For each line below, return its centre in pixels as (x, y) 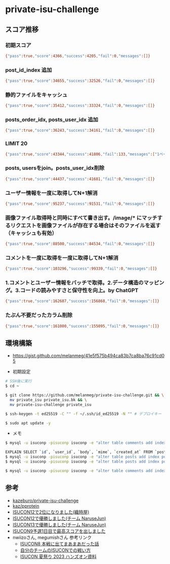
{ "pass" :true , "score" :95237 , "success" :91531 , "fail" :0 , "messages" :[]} (80, 204)
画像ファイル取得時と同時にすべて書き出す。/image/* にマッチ (81, 218)
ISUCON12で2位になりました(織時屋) (51, 512)
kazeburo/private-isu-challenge (46, 500)
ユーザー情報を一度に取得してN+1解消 (51, 193)
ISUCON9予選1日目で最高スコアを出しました (59, 531)
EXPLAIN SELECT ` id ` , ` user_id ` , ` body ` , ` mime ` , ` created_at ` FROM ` (81, 452)
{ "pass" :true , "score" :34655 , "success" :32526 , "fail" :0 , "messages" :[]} (80, 81)
